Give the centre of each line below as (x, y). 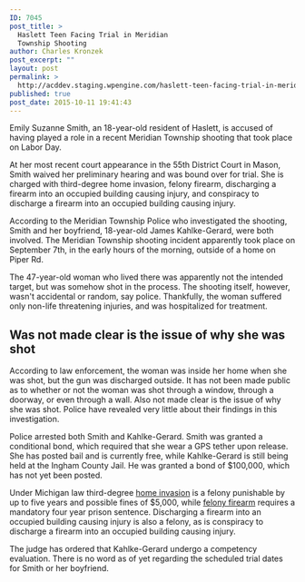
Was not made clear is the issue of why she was (148, 335)
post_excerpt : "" (42, 60)
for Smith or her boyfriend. (59, 568)
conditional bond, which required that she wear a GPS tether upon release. (149, 447)
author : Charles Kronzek (56, 52)
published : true (40, 94)
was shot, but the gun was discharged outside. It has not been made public (150, 380)
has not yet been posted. (56, 475)
